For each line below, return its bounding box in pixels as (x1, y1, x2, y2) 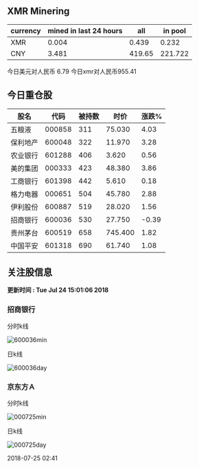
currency (10, 25, 41, 35)
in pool (163, 25, 187, 35)
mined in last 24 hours (47, 25, 123, 35)
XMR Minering (7, 6, 70, 17)
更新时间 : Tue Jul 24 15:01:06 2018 (7, 286, 109, 295)
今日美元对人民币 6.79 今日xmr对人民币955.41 (7, 67, 137, 75)
